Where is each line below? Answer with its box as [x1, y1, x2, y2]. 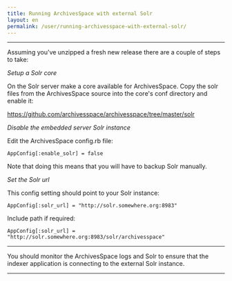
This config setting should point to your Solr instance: [7, 189, 160, 197]
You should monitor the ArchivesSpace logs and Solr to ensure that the [7, 252, 209, 260]
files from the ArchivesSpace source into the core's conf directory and [7, 90, 208, 98]
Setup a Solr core [7, 69, 57, 77]
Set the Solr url [7, 176, 50, 184]
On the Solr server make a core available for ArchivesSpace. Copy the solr [7, 82, 219, 90]
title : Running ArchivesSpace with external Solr [7, 10, 153, 17]
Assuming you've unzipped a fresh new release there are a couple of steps [7, 48, 221, 56]
